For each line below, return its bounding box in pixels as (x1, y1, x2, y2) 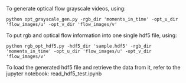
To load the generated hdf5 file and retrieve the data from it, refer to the (6, 64, 181, 71)
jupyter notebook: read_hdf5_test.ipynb (6, 70, 102, 77)
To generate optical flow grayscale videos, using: (6, 5, 126, 12)
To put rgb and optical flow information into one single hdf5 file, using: (6, 32, 177, 39)
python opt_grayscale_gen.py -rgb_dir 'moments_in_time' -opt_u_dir (6, 16, 178, 22)
